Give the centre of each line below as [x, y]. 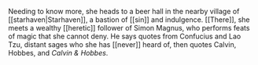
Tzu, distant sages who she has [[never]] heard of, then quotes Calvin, [122, 45]
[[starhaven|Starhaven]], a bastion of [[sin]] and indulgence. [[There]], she [129, 20]
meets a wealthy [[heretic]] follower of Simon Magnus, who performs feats [129, 28]
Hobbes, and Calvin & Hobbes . [58, 53]
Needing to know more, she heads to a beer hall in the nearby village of [124, 11]
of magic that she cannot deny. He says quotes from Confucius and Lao [125, 36]
